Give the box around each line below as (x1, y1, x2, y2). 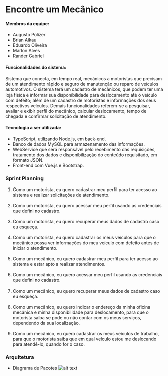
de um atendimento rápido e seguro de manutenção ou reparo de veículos (5, 81, 159, 87)
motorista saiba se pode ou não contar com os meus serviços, (12, 315, 142, 321)
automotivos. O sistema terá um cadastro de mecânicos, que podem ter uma (5, 86, 163, 92)
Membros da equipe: (5, 20, 49, 26)
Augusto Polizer (12, 32, 46, 38)
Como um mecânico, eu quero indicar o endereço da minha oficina (12, 304, 151, 310)
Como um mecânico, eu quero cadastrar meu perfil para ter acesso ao (12, 256, 158, 262)
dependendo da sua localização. (12, 320, 80, 326)
